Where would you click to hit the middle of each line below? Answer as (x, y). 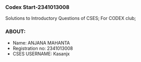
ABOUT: (16, 32)
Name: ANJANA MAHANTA (41, 43)
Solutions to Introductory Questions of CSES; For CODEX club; (71, 18)
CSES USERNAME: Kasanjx (41, 54)
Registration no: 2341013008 (43, 48)
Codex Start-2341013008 (37, 7)
